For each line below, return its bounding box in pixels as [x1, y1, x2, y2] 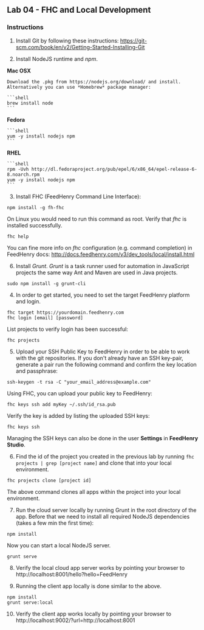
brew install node [7, 100, 53, 106]
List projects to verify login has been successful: [7, 325, 128, 333]
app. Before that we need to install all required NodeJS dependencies [15, 513, 190, 520]
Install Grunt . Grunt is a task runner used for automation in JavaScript [15, 262, 189, 269]
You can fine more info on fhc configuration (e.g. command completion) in [7, 244, 193, 251]
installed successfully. [7, 221, 63, 229]
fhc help [7, 234, 29, 240]
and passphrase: [15, 367, 58, 375]
